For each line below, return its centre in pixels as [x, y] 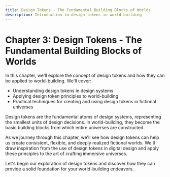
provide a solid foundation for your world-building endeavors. [70, 169]
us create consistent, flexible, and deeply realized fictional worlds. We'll [80, 143]
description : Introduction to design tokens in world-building [74, 15]
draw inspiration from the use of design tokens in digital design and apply [82, 149]
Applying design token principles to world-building [65, 96]
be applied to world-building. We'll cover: [48, 81]
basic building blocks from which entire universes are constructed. [75, 128]
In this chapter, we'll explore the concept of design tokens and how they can [85, 76]
